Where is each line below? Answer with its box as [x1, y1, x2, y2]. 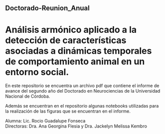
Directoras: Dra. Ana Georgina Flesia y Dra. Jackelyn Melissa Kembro [5, 123, 147, 129]
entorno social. [5, 66, 69, 78]
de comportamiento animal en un [5, 56, 145, 67]
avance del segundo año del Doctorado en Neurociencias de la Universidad [5, 88, 161, 94]
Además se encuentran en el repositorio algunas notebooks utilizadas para [5, 103, 159, 109]
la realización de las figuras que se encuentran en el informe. [5, 108, 131, 114]
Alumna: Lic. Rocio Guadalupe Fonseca [5, 118, 86, 124]
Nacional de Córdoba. [5, 93, 50, 99]
